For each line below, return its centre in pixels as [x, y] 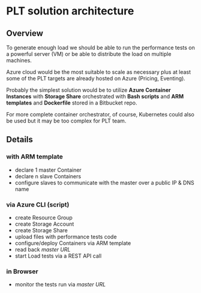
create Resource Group [44, 217]
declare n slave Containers [48, 176]
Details [19, 140]
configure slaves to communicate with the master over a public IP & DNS [104, 183]
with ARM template [34, 157]
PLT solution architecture [70, 11]
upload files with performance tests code [66, 237]
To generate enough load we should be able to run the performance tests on [100, 47]
